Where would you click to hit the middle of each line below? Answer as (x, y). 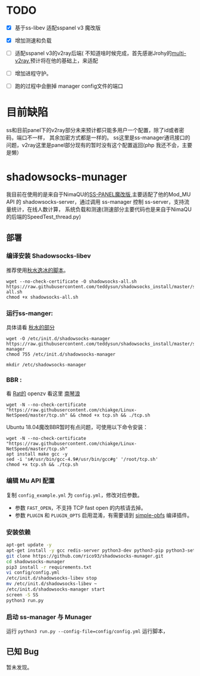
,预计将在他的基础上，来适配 (63, 61)
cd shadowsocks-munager (36, 562)
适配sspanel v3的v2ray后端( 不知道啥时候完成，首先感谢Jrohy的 (93, 53)
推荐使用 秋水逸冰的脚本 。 (37, 270)
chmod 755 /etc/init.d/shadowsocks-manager (61, 354)
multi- (179, 53)
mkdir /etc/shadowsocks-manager (46, 365)
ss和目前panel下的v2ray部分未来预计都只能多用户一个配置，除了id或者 (93, 130)
